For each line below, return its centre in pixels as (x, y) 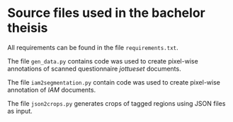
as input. (20, 111)
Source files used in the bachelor (106, 13)
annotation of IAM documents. (52, 90)
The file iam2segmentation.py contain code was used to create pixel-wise (114, 82)
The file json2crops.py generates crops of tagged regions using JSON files (116, 103)
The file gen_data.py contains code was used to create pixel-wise (103, 61)
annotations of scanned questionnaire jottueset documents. (95, 68)
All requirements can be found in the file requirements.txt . (93, 47)
